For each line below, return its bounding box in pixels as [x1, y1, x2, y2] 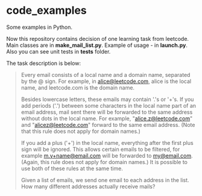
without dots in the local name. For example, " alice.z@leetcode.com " [21, 115, 193, 122]
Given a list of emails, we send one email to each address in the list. [21, 176, 189, 183]
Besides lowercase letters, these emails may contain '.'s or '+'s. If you [21, 96, 194, 103]
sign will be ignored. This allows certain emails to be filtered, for [21, 145, 180, 153]
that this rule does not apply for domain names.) [21, 127, 140, 135]
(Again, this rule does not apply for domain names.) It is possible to [21, 158, 188, 165]
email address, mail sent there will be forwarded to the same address [21, 108, 193, 115]
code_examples [6, 4, 87, 17]
